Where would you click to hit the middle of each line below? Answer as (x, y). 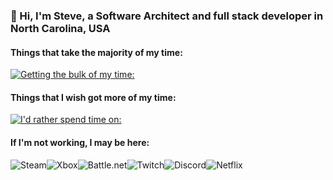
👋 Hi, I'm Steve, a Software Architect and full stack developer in (167, 16)
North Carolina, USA (60, 28)
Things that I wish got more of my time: (93, 97)
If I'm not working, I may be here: (80, 142)
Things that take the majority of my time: (96, 52)
